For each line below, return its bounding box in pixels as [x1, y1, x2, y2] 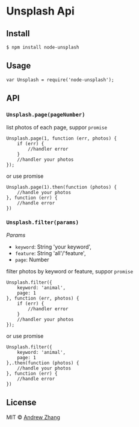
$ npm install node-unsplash [6, 44, 79, 50]
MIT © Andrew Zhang [6, 413, 60, 421]
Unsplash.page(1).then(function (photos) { [6, 184, 117, 190]
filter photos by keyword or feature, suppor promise [6, 267, 134, 275]
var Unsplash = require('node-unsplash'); [6, 77, 114, 83]
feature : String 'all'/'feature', [14, 249, 86, 256]
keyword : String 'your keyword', [14, 243, 92, 250]
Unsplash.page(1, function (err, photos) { [6, 135, 117, 142]
